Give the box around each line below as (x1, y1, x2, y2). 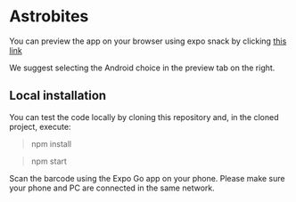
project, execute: (9, 121, 71, 132)
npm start (30, 156, 67, 166)
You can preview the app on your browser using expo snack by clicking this (9, 36, 287, 46)
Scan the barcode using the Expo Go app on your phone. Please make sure (9, 173, 285, 183)
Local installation (9, 88, 107, 103)
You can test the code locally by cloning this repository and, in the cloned (9, 111, 279, 122)
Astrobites (9, 6, 89, 27)
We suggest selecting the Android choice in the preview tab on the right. (9, 62, 275, 73)
